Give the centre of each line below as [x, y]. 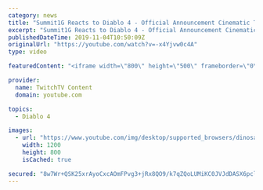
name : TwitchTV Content [54, 87]
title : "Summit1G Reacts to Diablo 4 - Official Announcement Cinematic [129, 23]
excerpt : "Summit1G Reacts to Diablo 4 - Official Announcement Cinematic [133, 30]
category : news [33, 15]
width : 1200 [41, 145]
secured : [22, 174]
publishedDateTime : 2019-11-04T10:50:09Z [77, 37]
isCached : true [47, 159]
